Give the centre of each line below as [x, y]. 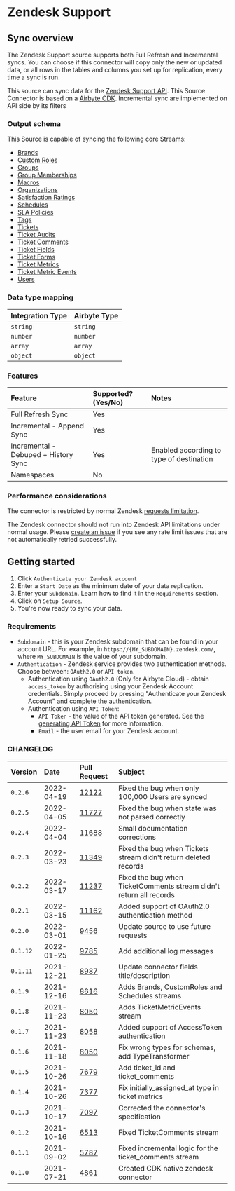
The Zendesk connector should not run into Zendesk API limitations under [114, 525]
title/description [144, 975]
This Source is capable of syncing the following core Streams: [97, 139]
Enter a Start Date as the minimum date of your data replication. [110, 586]
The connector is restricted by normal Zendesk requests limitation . [103, 511]
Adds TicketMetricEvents [159, 1007]
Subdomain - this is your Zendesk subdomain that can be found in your [117, 641]
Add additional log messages [166, 951]
